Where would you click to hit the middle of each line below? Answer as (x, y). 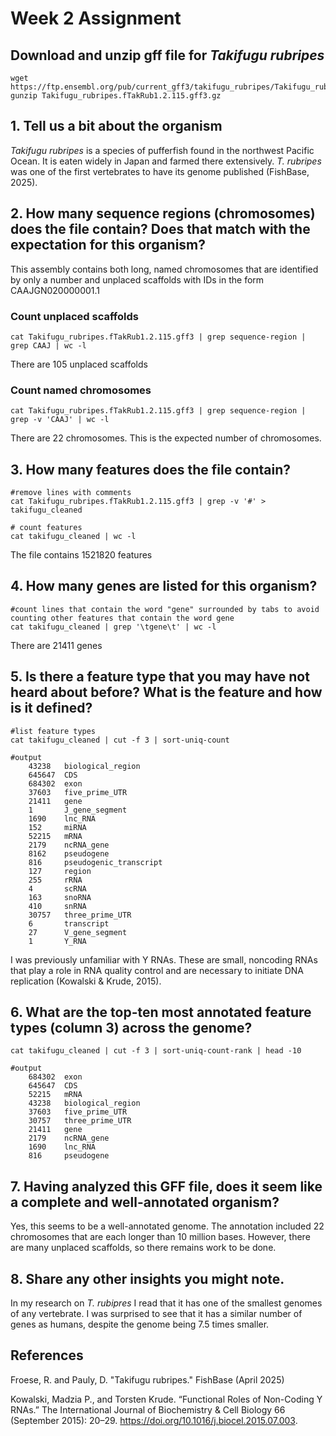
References (47, 1355)
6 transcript (69, 923)
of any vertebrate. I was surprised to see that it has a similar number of (156, 1314)
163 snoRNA (60, 897)
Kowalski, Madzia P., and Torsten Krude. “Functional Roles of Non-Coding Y (166, 1399)
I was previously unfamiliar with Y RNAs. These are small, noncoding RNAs (164, 959)
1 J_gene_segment (78, 810)
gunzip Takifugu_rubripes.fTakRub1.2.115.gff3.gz (116, 96)
